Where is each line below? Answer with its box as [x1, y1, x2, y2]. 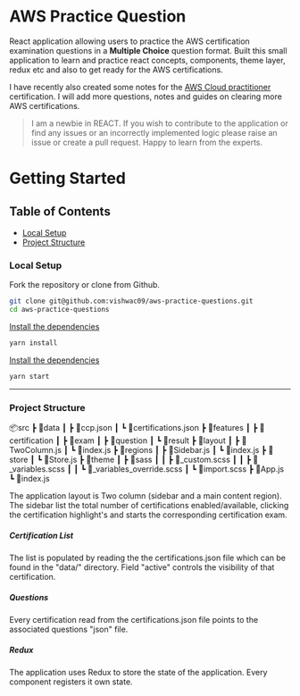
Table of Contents [9, 204, 112, 219]
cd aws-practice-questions [9, 306, 110, 314]
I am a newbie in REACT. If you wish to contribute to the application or [30, 118, 288, 129]
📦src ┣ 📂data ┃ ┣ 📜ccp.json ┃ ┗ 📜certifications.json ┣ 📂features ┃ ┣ [9, 423, 258, 433]
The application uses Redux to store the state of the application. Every [9, 667, 268, 677]
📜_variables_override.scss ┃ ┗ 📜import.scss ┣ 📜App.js [87, 464, 284, 474]
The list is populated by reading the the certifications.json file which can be [9, 552, 286, 563]
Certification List [9, 530, 74, 541]
